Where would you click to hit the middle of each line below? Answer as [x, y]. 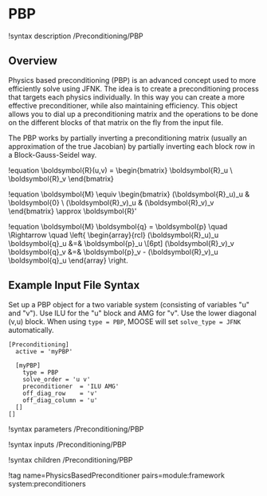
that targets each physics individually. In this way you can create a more [127, 97]
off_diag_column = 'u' [60, 400]
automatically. [31, 330]
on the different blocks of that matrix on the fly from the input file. [116, 122]
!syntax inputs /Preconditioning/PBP [67, 444]
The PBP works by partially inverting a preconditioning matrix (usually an [128, 138]
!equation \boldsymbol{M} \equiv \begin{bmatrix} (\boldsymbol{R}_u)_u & [129, 194]
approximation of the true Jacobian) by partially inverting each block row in [132, 146]
